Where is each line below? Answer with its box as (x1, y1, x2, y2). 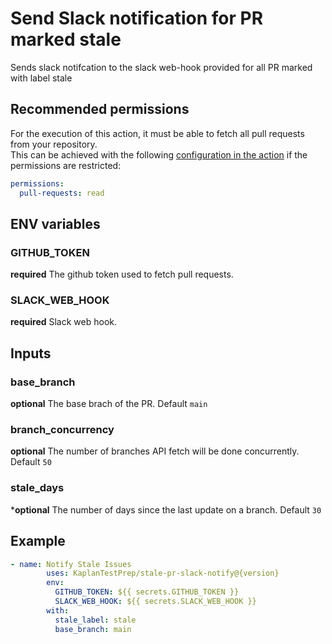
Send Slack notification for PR (10, 7, 264, 30)
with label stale (10, 72, 73, 84)
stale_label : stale (54, 615, 137, 625)
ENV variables (10, 215, 101, 232)
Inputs (10, 345, 52, 362)
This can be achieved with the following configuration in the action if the (10, 148, 308, 161)
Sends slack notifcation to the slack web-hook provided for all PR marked (10, 61, 313, 73)
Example (10, 533, 66, 550)
